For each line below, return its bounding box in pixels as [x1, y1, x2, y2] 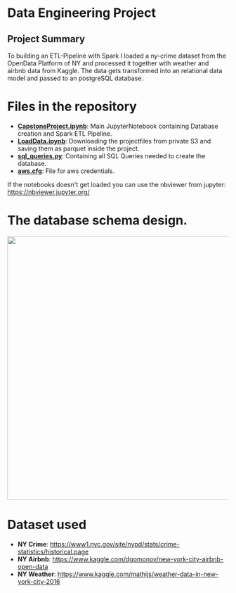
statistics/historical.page [17, 547, 89, 556]
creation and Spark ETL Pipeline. [17, 129, 112, 138]
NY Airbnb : [17, 554, 51, 563]
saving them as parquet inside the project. [17, 144, 140, 153]
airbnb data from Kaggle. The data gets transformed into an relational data [7, 67, 223, 75]
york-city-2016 [17, 577, 61, 585]
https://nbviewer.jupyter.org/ [7, 188, 90, 196]
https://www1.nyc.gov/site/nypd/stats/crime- [50, 540, 181, 548]
